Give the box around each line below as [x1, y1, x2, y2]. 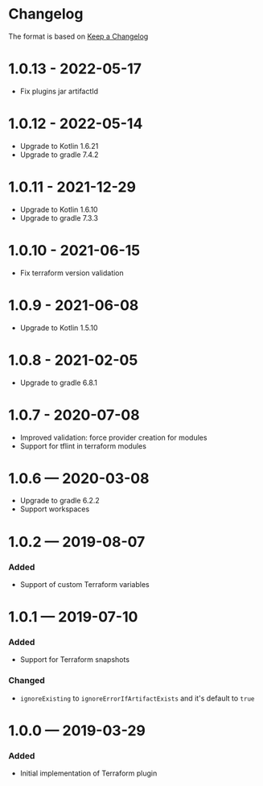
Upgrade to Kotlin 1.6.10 [19, 205, 98, 214]
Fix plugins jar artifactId [19, 86, 99, 96]
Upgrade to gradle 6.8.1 [19, 378, 98, 387]
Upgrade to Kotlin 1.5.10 [19, 323, 98, 333]
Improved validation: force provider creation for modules [19, 432, 208, 442]
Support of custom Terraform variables [19, 579, 150, 589]
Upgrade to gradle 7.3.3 [19, 213, 99, 222]
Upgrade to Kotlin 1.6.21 [19, 141, 99, 151]
